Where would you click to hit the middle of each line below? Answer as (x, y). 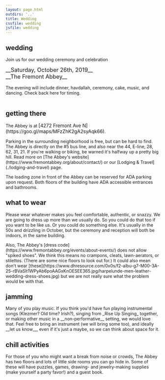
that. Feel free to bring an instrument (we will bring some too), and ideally (80, 324)
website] (80, 157)
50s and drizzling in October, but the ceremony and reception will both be (80, 230)
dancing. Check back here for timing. (43, 93)
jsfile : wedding (22, 28)
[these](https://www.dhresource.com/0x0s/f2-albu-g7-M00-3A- (94, 266)
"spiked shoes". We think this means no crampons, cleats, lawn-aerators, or (82, 255)
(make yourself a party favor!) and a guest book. (55, 372)
